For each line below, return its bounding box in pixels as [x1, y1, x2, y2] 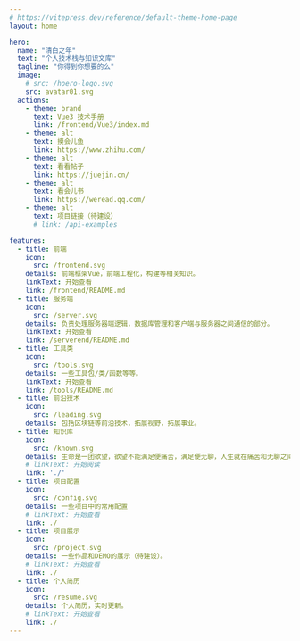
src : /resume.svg [32, 593, 98, 603]
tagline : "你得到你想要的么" [17, 62, 115, 71]
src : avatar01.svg [25, 87, 94, 96]
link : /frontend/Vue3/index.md [32, 121, 150, 129]
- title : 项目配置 [17, 477, 80, 487]
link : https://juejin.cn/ [32, 171, 129, 179]
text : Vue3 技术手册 [32, 112, 104, 121]
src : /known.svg [32, 444, 94, 453]
